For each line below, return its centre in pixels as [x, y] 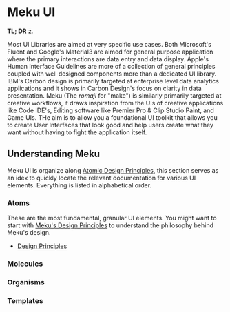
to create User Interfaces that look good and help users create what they [110, 125]
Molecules [25, 264]
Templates [25, 300]
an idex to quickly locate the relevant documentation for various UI [102, 178]
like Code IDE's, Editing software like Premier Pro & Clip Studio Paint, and [111, 110]
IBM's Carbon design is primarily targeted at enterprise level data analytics [113, 81]
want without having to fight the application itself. [77, 132]
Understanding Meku [54, 154]
